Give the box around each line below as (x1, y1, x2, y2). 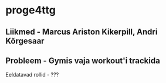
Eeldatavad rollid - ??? (5, 71, 59, 78)
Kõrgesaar (5, 36, 45, 46)
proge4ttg (5, 4, 56, 17)
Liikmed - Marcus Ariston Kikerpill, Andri (5, 27, 158, 37)
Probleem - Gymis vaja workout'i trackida (5, 56, 161, 65)
